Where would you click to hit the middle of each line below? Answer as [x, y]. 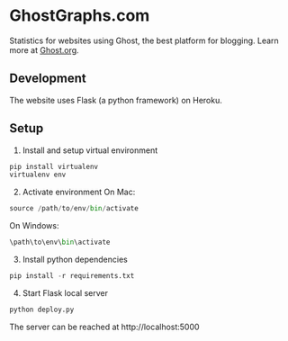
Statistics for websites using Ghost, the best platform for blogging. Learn [144, 40]
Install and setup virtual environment [90, 150]
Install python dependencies [75, 260]
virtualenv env [38, 175]
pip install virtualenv [54, 166]
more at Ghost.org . [44, 49]
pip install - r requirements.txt [72, 276]
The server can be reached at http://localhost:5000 [104, 327]
